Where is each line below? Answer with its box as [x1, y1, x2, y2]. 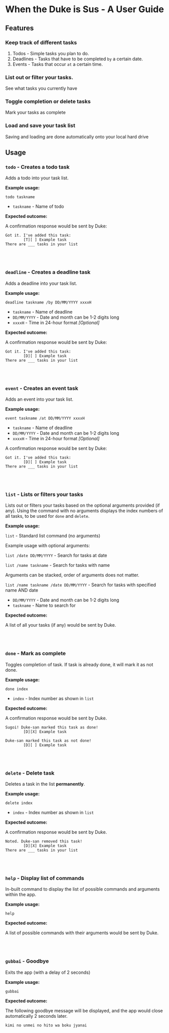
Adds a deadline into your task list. [5, 280, 77, 286]
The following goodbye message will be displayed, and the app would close [5, 1007, 163, 1014]
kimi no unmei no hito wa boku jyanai [5, 1022, 87, 1028]
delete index [5, 800, 33, 806]
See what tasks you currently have [5, 85, 77, 92]
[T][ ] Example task [23, 237, 67, 243]
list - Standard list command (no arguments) [5, 533, 101, 539]
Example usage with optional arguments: [5, 543, 90, 549]
